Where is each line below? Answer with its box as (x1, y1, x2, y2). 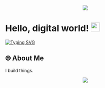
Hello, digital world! (5, 23, 89, 34)
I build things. (5, 67, 34, 73)
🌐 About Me (5, 54, 44, 63)
